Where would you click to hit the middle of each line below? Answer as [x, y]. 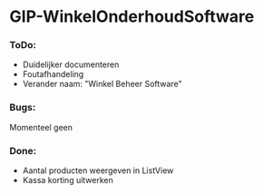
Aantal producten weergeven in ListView [98, 170]
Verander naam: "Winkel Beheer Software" [102, 84]
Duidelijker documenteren [71, 64]
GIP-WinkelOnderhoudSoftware [132, 17]
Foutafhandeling [53, 74]
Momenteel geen [41, 127]
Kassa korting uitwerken [68, 180]
